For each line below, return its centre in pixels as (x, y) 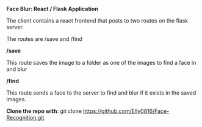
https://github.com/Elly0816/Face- (126, 111)
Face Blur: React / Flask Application (52, 9)
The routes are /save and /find (44, 39)
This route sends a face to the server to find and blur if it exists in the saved (101, 93)
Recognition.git (25, 118)
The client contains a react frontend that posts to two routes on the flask (97, 20)
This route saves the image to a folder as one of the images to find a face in (101, 63)
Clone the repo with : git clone (44, 111)
